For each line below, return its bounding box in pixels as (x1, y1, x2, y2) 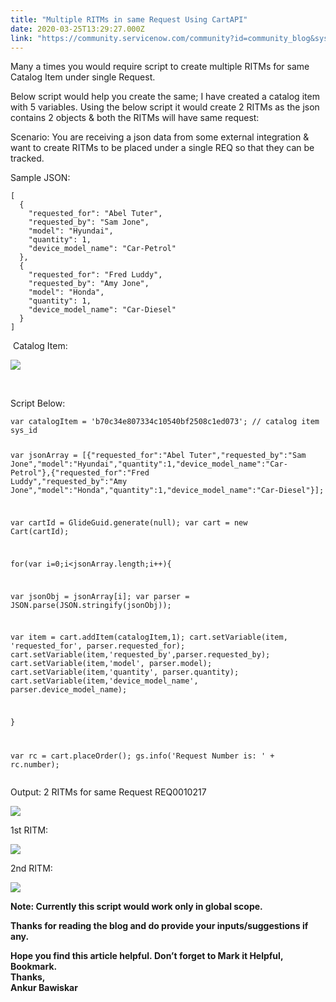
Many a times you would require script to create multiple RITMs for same (10, 61, 310, 73)
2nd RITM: (10, 862, 53, 875)
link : (10, 33, 33, 43)
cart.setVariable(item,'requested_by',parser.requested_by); (10, 650, 271, 660)
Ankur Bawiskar (10, 982, 78, 994)
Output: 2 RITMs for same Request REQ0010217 (10, 786, 207, 798)
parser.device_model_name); (10, 685, 128, 695)
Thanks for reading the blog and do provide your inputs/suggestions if (10, 920, 309, 932)
